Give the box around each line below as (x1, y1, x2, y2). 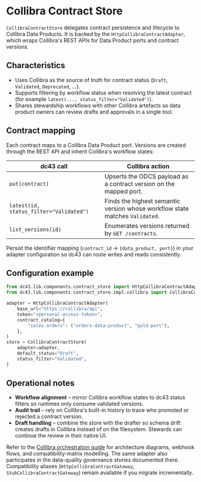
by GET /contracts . (104, 229, 158, 237)
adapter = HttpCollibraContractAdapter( (6, 301, 109, 307)
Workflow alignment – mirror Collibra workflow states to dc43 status (14, 394, 185, 401)
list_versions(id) (9, 226, 62, 233)
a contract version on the (104, 180, 175, 188)
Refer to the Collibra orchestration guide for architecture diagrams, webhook (6, 444, 195, 451)
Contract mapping (6, 126, 76, 136)
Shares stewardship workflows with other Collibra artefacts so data (14, 102, 181, 109)
